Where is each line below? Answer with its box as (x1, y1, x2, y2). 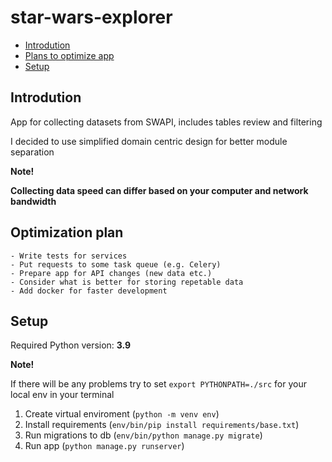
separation (10, 146, 55, 158)
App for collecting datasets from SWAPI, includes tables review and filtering (10, 116, 323, 128)
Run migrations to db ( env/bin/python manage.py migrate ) (24, 429, 263, 441)
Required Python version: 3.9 (10, 339, 132, 351)
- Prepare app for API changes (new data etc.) (10, 268, 213, 278)
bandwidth (10, 195, 57, 207)
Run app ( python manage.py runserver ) (24, 440, 185, 452)
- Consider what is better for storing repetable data (10, 277, 244, 287)
